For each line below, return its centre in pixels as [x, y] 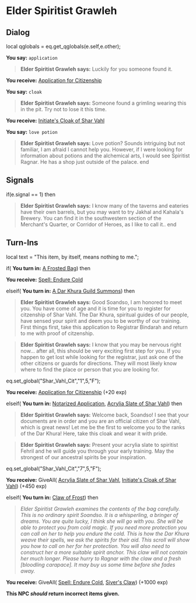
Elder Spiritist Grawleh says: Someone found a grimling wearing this [103, 103]
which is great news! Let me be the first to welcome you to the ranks [103, 427]
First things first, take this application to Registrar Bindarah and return [104, 327]
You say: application [32, 58]
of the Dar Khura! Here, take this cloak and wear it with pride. [94, 433]
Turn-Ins [22, 243]
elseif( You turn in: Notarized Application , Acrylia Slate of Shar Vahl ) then [94, 403]
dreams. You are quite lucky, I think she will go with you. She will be [102, 521]
